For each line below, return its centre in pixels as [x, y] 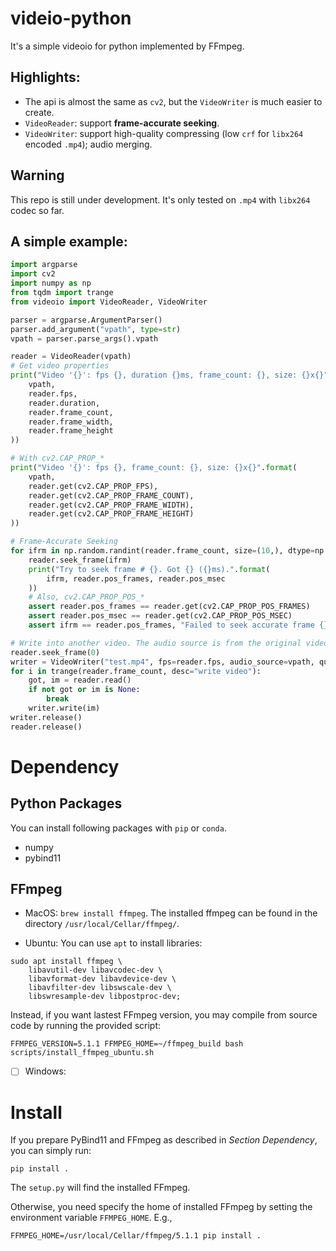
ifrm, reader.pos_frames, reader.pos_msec [136, 578]
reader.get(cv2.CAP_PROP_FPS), [93, 486]
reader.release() [46, 727]
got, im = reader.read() [80, 680]
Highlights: [45, 77]
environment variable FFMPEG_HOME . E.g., [91, 1218]
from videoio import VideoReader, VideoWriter [109, 302]
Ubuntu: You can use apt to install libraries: [113, 943]
